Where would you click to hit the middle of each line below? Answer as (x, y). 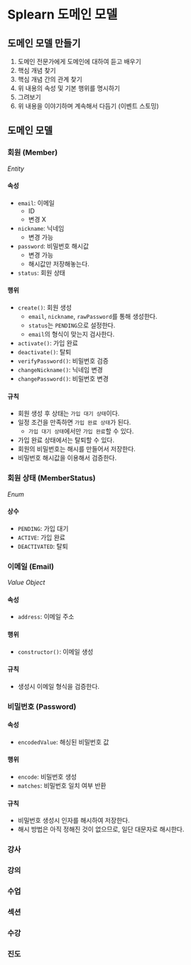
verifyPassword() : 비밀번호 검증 (63, 361)
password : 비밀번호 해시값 (53, 246)
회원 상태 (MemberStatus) (51, 478)
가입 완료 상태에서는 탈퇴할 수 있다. (66, 440)
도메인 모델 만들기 (44, 43)
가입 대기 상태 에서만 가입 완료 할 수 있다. (81, 431)
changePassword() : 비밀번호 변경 (63, 379)
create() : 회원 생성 (45, 307)
